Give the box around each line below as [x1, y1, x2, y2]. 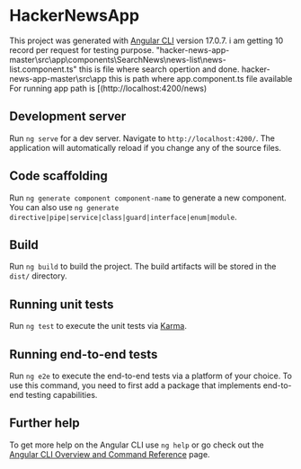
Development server [9, 109, 127, 124]
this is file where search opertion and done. [79, 64, 240, 75]
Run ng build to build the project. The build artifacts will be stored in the [9, 261, 277, 272]
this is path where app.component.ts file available [109, 73, 293, 84]
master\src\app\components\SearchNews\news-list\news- [9, 54, 226, 65]
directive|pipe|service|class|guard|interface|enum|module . [9, 211, 237, 222]
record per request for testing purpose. [9, 44, 155, 55]
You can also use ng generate [9, 201, 120, 212]
